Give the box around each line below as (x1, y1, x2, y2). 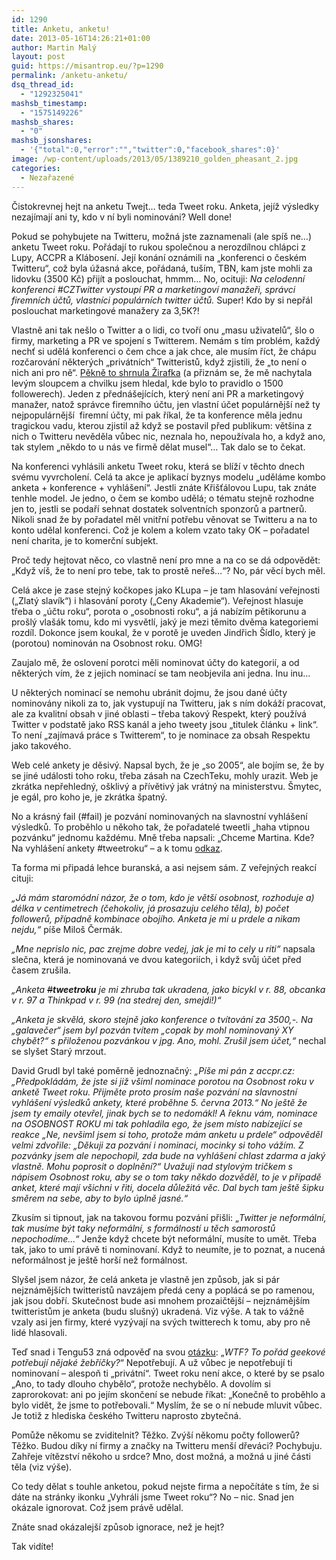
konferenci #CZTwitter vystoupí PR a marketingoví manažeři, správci (11, 283, 296, 295)
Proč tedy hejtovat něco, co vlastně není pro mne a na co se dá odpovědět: (11, 554, 321, 566)
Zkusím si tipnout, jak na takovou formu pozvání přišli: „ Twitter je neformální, (11, 1211, 327, 1223)
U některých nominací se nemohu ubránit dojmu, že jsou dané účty (11, 686, 288, 698)
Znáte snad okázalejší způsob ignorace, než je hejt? (11, 1521, 225, 1533)
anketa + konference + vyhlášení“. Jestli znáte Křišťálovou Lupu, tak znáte (11, 481, 317, 493)
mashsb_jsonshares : (11, 136, 93, 146)
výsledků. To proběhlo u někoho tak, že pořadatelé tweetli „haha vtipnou (11, 821, 310, 833)
